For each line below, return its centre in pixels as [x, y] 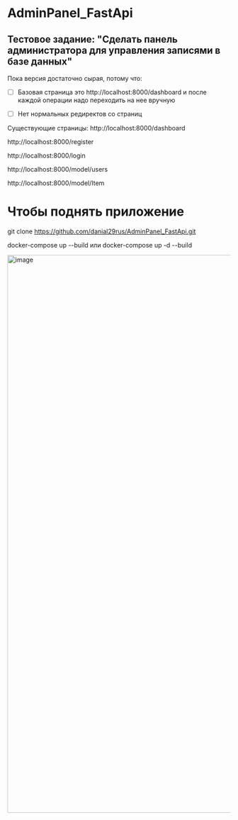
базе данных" [40, 61]
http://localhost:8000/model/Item [56, 183]
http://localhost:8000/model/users [58, 170]
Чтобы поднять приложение [96, 212]
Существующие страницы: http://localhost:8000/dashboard [96, 128]
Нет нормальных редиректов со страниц [80, 114]
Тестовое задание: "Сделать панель [93, 39]
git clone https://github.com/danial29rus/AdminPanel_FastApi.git [102, 231]
